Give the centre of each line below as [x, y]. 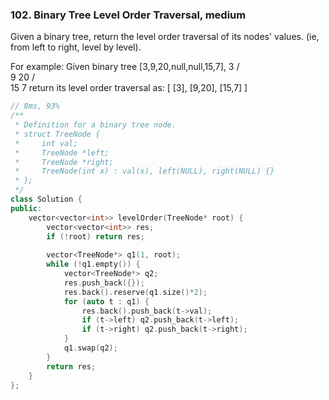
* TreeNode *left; [62, 153]
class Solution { [46, 199]
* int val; [46, 143]
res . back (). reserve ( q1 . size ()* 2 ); [135, 292]
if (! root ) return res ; [95, 236]
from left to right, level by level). [76, 47]
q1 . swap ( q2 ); [90, 348]
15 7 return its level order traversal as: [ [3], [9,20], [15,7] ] [129, 88]
